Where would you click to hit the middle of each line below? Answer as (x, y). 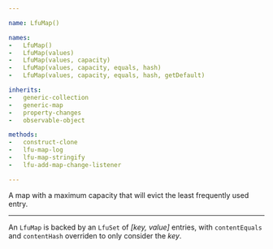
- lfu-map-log (36, 150)
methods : (23, 135)
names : (19, 37)
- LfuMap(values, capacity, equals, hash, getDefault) (107, 75)
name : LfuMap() (34, 23)
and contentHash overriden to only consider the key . (95, 235)
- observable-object (47, 120)
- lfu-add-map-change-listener (65, 165)
